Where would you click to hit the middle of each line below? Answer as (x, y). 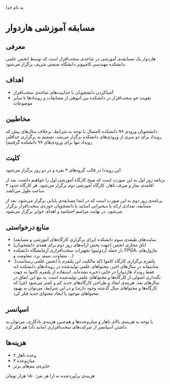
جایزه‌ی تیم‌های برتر (31, 366)
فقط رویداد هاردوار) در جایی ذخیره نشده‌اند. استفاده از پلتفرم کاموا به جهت (83, 272)
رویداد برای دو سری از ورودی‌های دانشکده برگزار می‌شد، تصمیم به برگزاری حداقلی (84, 136)
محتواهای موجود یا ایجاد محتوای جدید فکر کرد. (56, 293)
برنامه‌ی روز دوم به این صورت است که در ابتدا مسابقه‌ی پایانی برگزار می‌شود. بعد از (84, 200)
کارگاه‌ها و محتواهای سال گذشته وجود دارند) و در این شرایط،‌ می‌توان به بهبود (85, 288)
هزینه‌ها (16, 343)
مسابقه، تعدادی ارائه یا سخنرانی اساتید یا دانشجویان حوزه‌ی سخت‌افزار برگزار (78, 206)
